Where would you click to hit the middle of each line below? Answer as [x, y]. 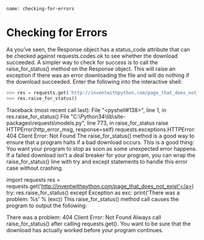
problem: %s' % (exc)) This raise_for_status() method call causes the [93, 199]
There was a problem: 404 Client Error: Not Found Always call [84, 217]
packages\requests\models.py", [46, 123]
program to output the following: [47, 205]
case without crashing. [35, 168]
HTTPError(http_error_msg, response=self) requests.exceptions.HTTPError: [101, 129]
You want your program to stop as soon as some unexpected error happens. [102, 148]
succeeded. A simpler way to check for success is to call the [82, 62]
